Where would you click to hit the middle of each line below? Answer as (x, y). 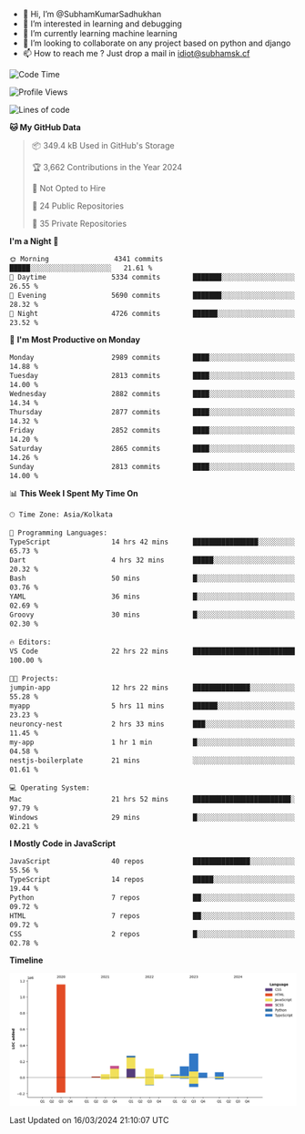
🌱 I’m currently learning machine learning (100, 33)
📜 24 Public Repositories (78, 206)
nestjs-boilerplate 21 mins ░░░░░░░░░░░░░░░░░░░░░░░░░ (152, 761)
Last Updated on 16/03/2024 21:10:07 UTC (89, 1119)
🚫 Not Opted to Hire (69, 188)
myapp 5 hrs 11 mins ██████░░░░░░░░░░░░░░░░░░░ (152, 706)
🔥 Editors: (30, 642)
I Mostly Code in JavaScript (63, 843)
